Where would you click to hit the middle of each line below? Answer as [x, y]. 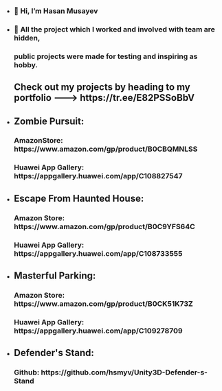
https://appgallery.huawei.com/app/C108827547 [98, 176]
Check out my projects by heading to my [102, 87]
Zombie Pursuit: [49, 121]
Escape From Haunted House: [79, 198]
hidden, [27, 38]
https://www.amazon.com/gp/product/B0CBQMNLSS [106, 149]
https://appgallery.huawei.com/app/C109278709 [98, 331]
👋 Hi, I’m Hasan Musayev [56, 11]
